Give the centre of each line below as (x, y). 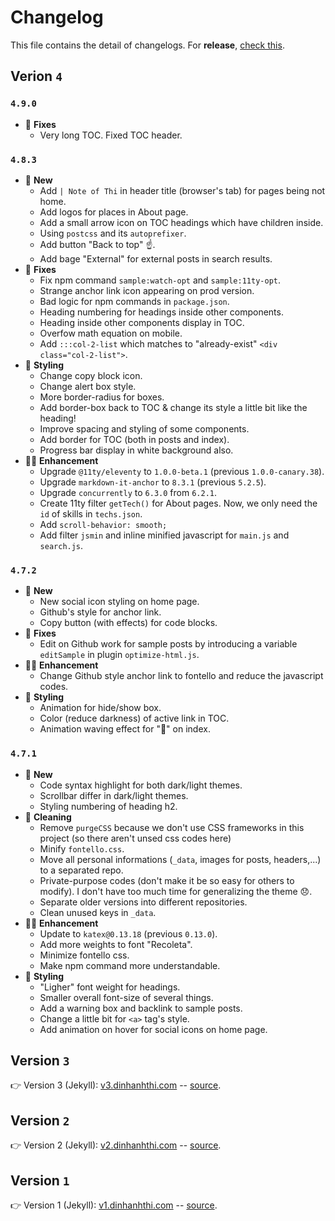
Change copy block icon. (91, 375)
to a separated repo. (81, 870)
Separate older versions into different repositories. (143, 902)
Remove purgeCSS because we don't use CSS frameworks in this (172, 827)
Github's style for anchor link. (100, 612)
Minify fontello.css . (82, 848)
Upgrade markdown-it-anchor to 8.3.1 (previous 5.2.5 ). (153, 482)
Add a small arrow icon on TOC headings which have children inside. (181, 222)
